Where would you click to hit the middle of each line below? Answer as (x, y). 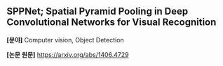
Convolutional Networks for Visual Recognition (111, 23)
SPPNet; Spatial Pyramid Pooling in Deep (97, 11)
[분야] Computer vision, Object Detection (65, 40)
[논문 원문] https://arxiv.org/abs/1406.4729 (68, 54)
